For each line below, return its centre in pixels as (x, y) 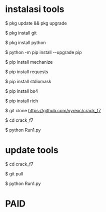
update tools (32, 150)
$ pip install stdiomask (28, 81)
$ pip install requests (27, 72)
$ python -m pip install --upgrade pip (43, 52)
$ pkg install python (25, 42)
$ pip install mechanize (29, 62)
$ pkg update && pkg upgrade (36, 23)
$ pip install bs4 (22, 91)
